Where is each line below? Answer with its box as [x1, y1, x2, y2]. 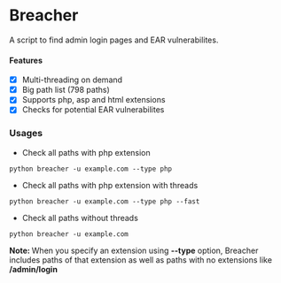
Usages [9, 127, 43, 140]
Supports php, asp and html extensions [21, 95, 166, 105]
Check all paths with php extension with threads [21, 180, 199, 190]
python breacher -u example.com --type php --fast [9, 196, 200, 206]
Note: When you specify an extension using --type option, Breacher [9, 245, 259, 256]
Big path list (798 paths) [21, 85, 111, 96]
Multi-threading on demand [21, 74, 122, 85]
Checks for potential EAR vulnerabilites [21, 104, 165, 115]
